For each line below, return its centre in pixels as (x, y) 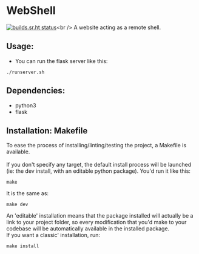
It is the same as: (28, 193)
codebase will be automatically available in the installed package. (88, 229)
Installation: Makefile (47, 131)
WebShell (31, 11)
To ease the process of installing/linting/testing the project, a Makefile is (96, 145)
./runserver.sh (25, 72)
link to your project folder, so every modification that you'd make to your (96, 222)
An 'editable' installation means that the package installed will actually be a (100, 216)
